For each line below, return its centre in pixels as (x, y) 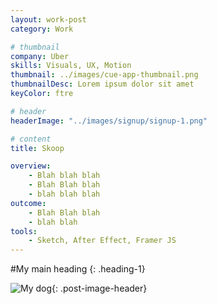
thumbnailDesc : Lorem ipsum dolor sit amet (102, 84)
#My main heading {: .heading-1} (78, 269)
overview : (31, 166)
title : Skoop (37, 148)
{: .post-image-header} (99, 288)
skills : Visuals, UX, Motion (71, 66)
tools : (24, 231)
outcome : (28, 203)
